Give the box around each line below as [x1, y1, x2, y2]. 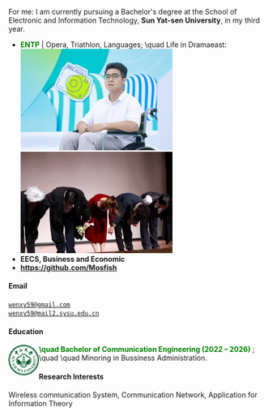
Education [8, 326, 44, 336]
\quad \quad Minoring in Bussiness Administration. [39, 353, 208, 363]
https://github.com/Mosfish [19, 263, 117, 272]
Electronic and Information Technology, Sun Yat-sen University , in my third [8, 15, 261, 25]
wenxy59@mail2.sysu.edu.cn [8, 310, 100, 318]
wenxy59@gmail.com [8, 301, 70, 309]
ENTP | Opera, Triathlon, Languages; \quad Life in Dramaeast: [19, 40, 227, 49]
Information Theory [8, 398, 73, 408]
